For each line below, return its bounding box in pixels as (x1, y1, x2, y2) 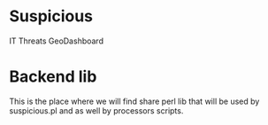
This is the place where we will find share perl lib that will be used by (9, 96, 260, 106)
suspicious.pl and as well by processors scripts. (9, 105, 184, 116)
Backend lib (9, 66, 97, 87)
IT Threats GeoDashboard (9, 35, 104, 46)
